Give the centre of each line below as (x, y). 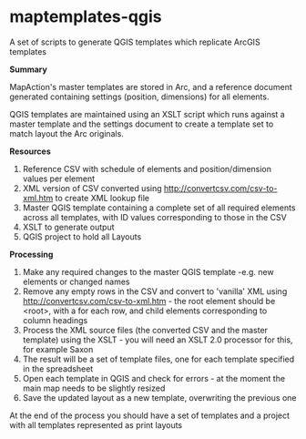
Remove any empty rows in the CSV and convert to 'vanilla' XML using (155, 291)
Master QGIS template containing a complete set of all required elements (159, 208)
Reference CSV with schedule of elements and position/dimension (147, 168)
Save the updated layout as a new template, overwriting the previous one (159, 397)
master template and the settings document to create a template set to (142, 124)
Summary (28, 69)
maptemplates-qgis (86, 17)
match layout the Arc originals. (67, 133)
